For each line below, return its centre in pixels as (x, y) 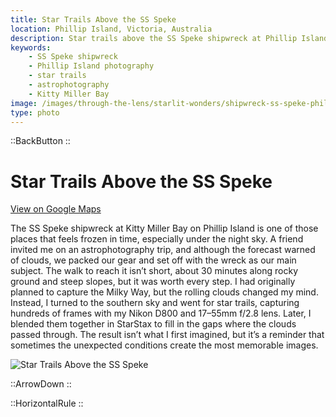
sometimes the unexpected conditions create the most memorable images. (164, 345)
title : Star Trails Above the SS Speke (93, 19)
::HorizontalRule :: (47, 403)
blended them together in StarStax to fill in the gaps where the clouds (153, 324)
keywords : (31, 47)
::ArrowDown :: (41, 384)
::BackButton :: (40, 141)
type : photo (35, 112)
